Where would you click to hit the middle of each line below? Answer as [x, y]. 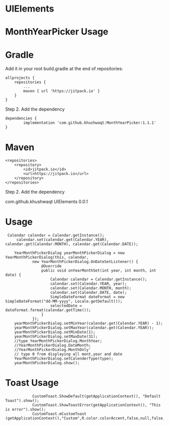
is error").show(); [26, 410]
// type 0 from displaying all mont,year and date [68, 354]
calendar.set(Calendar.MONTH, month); [91, 288]
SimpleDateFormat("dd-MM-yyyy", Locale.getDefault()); [64, 302]
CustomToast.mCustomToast [59, 414]
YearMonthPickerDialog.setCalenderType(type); [64, 359]
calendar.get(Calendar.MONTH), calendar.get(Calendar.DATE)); [72, 244]
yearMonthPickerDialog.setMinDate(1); [55, 332]
